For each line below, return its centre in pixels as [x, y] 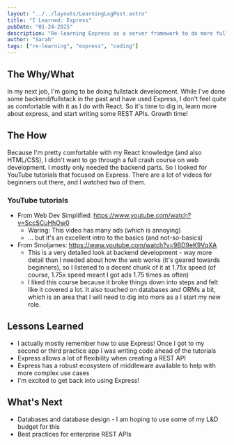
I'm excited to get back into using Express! [78, 380]
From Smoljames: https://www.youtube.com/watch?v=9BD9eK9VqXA [117, 245]
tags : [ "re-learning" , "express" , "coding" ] [73, 46]
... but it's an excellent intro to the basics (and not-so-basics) [115, 238]
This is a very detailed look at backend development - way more [120, 252]
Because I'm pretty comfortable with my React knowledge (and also [104, 152]
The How [27, 136]
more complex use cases [53, 373]
